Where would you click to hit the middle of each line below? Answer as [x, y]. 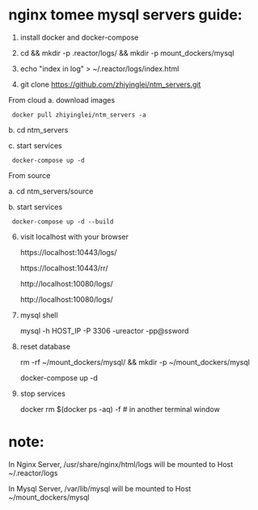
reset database [45, 346]
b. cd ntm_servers [38, 130]
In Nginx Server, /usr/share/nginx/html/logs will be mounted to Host [121, 464]
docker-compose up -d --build [63, 221]
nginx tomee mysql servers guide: [125, 15]
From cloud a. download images [62, 100]
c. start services [35, 145]
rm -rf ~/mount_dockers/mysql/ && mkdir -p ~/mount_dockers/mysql [135, 362]
